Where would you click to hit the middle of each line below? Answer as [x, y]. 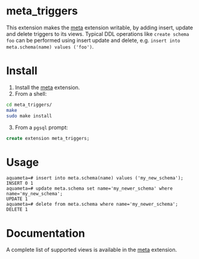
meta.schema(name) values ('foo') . [50, 47]
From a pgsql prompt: [41, 127]
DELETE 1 [17, 210]
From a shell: [31, 93]
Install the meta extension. [47, 87]
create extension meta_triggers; [48, 138]
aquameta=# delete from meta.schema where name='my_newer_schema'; [92, 205]
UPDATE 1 [17, 199]
